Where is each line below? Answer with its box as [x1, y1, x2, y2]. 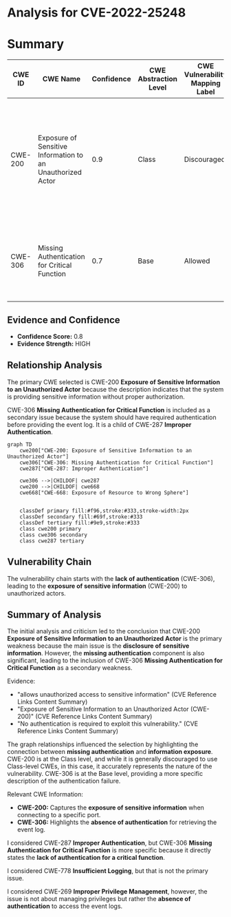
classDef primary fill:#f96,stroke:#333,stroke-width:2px [19, 507, 189, 514]
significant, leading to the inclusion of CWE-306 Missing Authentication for [7, 656, 223, 665]
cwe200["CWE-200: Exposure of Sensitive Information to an [19, 447, 192, 454]
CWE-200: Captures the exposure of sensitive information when [16, 803, 205, 812]
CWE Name [42, 74, 81, 84]
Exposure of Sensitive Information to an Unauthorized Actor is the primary [7, 635, 222, 643]
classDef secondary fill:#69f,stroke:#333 [19, 513, 143, 520]
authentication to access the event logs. [7, 902, 123, 910]
